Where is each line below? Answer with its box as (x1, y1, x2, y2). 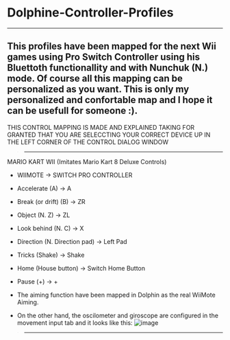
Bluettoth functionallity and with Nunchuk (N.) (7, 62, 209, 73)
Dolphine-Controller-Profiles (7, 5, 174, 21)
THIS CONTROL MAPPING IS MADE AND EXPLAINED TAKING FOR (7, 123, 195, 131)
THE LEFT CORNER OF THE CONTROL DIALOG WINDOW (7, 137, 169, 146)
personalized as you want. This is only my (7, 84, 190, 95)
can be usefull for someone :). (7, 105, 138, 117)
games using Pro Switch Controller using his (7, 52, 201, 63)
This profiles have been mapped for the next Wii (7, 41, 217, 52)
